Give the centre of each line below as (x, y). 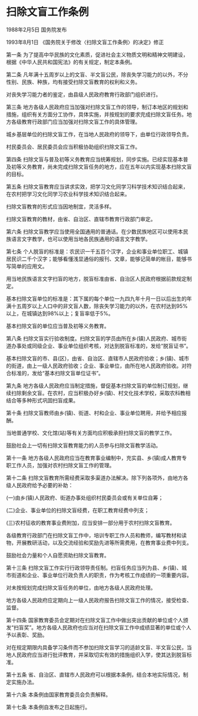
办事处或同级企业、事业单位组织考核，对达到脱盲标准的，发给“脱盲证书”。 (101, 346)
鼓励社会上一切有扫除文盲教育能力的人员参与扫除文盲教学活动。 (83, 445)
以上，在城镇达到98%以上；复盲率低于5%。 (60, 313)
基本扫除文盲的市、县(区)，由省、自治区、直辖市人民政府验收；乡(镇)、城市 (98, 358)
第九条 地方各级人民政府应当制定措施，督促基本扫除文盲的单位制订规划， (95, 385)
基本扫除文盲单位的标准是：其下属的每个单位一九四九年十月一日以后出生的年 (99, 298)
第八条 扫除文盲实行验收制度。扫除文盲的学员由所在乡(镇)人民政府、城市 (94, 338)
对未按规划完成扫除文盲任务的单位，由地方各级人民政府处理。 (81, 587)
